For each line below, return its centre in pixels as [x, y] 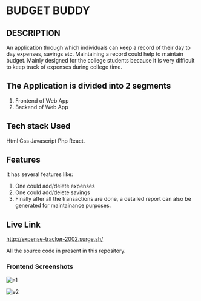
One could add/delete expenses [55, 186]
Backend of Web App [41, 107]
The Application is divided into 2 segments [89, 86]
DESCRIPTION [33, 33]
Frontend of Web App [42, 100]
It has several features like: [40, 174]
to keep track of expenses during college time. [64, 67]
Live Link [24, 224]
